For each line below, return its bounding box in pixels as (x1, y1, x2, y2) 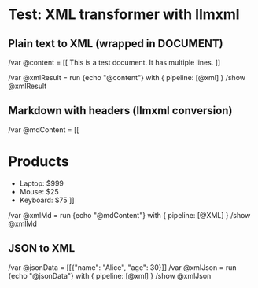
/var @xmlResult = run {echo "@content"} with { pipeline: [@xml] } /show (8, 73, 246, 82)
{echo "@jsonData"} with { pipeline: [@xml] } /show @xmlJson (8, 271, 212, 280)
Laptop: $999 (19, 179, 64, 188)
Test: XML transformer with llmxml (8, 6, 240, 24)
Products (8, 153, 69, 170)
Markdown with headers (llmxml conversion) (8, 104, 233, 117)
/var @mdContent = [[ (8, 124, 79, 135)
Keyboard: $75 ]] (19, 195, 75, 205)
